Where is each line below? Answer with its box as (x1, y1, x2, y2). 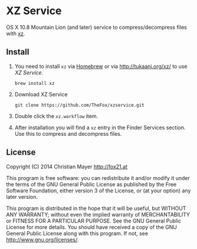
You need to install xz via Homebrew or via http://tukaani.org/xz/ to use (14, 63, 188, 70)
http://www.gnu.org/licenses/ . (6, 236, 79, 243)
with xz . (6, 30, 25, 37)
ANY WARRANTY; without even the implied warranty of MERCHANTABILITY (6, 211, 191, 218)
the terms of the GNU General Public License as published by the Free (6, 181, 177, 188)
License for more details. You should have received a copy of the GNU (6, 223, 177, 231)
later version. (6, 193, 38, 200)
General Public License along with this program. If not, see (6, 230, 149, 237)
